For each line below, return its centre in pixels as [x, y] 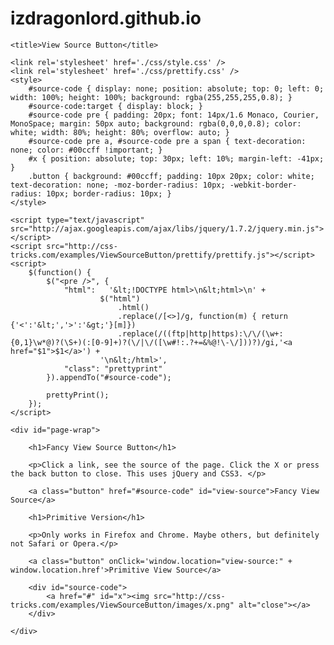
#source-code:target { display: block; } [115, 106]
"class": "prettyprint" [113, 368]
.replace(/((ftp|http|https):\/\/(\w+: [200, 333]
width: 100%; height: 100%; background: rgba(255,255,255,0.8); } [151, 97]
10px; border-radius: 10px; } [109, 193]
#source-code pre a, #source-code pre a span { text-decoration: [167, 141]
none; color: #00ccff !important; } [86, 150]
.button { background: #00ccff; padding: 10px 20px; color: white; [171, 176]
